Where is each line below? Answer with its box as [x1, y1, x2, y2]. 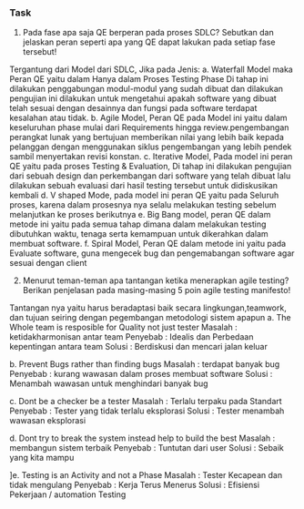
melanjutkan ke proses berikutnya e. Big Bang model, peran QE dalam [9, 209, 271, 220]
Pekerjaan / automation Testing [9, 489, 127, 500]
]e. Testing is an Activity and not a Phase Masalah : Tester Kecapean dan [9, 470, 283, 481]
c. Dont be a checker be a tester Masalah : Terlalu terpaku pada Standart [9, 396, 282, 407]
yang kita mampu [9, 453, 75, 463]
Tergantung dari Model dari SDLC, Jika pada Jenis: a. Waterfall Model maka [9, 64, 293, 75]
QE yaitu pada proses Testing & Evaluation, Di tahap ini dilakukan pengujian [9, 161, 292, 172]
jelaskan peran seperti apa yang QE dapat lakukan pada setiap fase [22, 36, 276, 47]
